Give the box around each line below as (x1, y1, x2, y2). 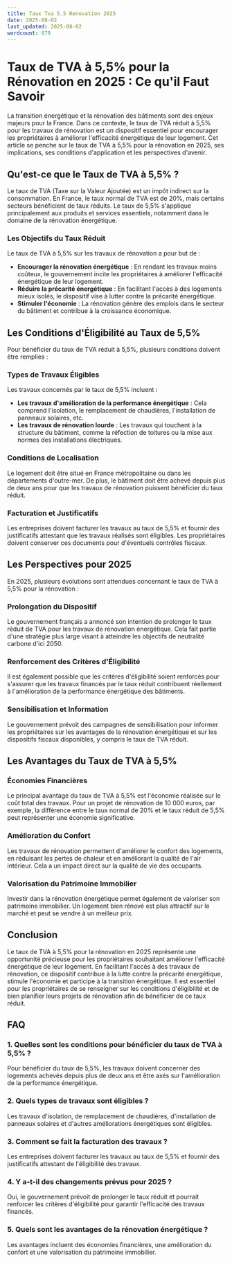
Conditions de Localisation (7, 453, 99, 463)
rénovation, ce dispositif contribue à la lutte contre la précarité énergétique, (7, 969, 223, 978)
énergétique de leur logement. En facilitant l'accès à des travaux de (7, 962, 200, 970)
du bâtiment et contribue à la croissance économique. (17, 307, 172, 315)
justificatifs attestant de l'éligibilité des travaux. (7, 1160, 141, 1168)
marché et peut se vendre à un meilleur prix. (7, 908, 134, 917)
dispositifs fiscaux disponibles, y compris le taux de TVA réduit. (7, 735, 188, 743)
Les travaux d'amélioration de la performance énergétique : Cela (17, 399, 207, 407)
